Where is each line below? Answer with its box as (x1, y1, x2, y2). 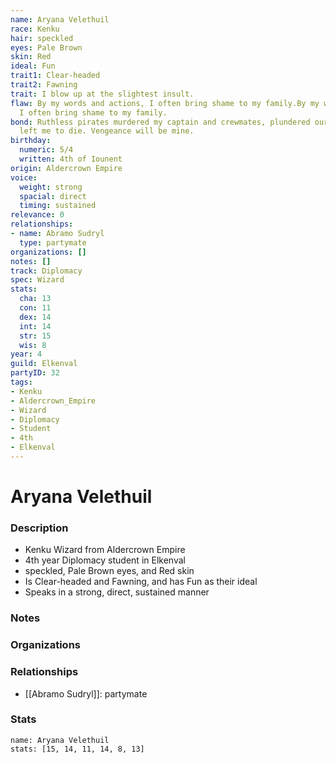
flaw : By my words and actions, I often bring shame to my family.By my (10, 98, 320, 108)
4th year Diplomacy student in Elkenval (24, 554, 186, 566)
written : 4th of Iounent (19, 154, 123, 164)
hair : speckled (10, 33, 74, 43)
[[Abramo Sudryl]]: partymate (24, 687, 148, 700)
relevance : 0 (10, 210, 65, 220)
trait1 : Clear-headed (10, 71, 101, 81)
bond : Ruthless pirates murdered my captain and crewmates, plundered (10, 117, 311, 127)
